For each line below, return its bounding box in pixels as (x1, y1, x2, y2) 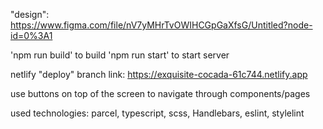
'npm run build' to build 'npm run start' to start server (10, 49, 230, 61)
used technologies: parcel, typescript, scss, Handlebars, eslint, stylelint (10, 107, 305, 119)
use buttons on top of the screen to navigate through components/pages (10, 88, 311, 99)
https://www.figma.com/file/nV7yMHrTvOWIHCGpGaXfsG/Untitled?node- (10, 19, 313, 31)
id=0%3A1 (10, 30, 53, 41)
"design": (10, 9, 50, 20)
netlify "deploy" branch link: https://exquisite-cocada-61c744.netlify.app (10, 69, 308, 80)
